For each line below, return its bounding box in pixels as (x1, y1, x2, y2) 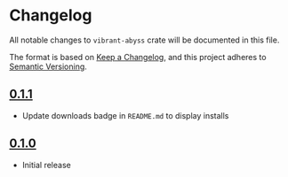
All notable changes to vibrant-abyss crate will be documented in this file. (9, 35, 280, 45)
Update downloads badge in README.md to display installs (21, 110, 229, 120)
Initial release (21, 159, 71, 170)
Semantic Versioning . (9, 61, 87, 72)
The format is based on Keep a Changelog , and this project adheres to (9, 51, 267, 62)
